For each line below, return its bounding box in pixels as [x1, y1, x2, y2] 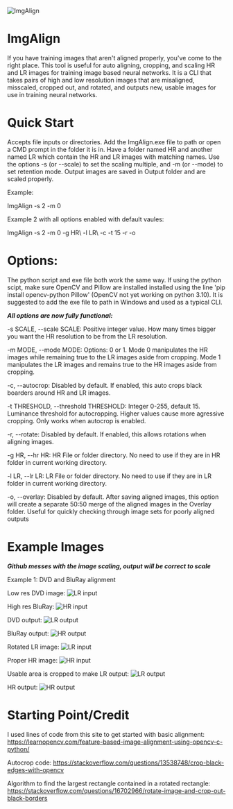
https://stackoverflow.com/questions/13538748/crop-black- [53, 758, 224, 767]
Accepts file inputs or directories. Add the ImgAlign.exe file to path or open [7, 137, 221, 146]
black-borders [7, 794, 48, 802]
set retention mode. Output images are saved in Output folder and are [7, 167, 206, 176]
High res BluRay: [7, 602, 55, 611]
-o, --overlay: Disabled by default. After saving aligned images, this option [7, 493, 219, 501]
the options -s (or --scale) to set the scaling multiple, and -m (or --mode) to [7, 160, 223, 168]
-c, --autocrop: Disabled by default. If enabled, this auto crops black [7, 381, 202, 389]
